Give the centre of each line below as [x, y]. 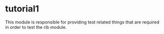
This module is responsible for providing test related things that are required [82, 22]
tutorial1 [22, 9]
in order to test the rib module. [36, 27]
